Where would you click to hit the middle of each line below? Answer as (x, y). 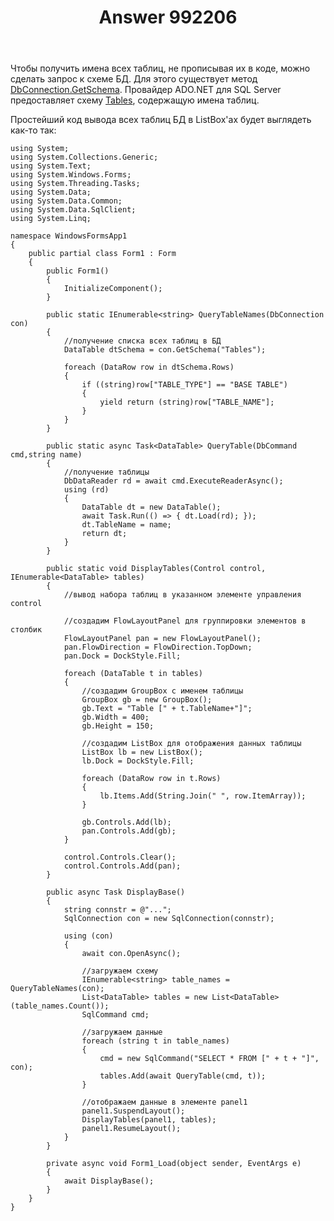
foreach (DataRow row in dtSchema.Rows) (149, 367)
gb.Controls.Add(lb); (126, 822)
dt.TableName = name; (126, 525)
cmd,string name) (46, 455)
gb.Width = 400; (115, 717)
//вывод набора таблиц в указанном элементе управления (182, 595)
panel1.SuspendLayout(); (133, 1111)
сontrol (26, 604)
